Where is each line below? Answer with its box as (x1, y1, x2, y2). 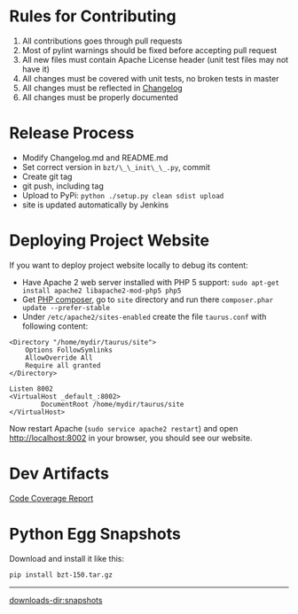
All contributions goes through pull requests (21, 35, 183, 46)
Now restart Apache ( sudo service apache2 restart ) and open (9, 423, 239, 433)
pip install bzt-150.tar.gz (9, 570, 114, 579)
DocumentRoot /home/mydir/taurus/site (41, 400, 184, 408)
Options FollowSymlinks (25, 346, 114, 354)
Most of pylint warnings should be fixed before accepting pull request (21, 44, 278, 55)
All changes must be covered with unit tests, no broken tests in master (21, 73, 279, 83)
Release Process (9, 123, 135, 144)
